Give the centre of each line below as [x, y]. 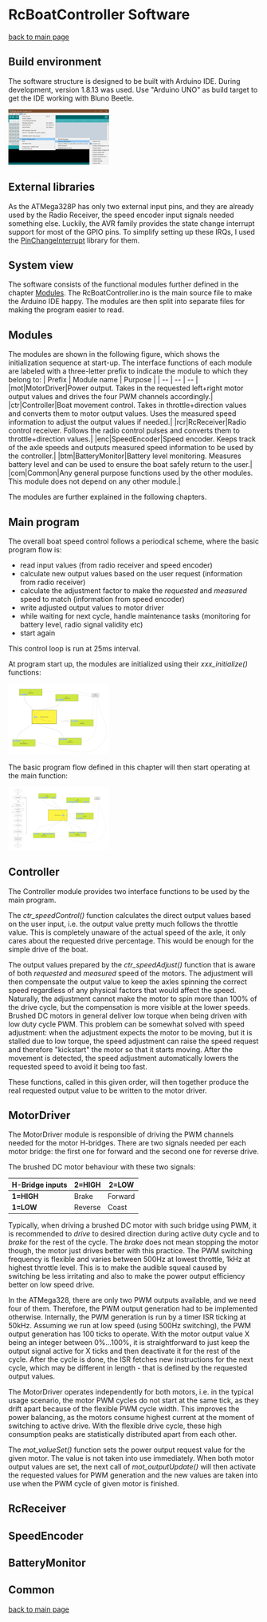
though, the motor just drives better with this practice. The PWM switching [131, 1250]
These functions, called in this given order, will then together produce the [129, 1082]
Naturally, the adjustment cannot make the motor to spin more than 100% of [133, 999]
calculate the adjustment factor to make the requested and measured [133, 591]
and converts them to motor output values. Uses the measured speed [122, 413]
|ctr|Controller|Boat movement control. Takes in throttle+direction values [128, 405]
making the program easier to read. [66, 310]
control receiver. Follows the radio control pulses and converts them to [124, 431]
